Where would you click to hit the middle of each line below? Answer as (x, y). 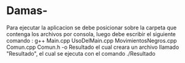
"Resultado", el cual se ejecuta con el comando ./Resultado (81, 53)
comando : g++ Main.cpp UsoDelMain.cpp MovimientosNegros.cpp (92, 40)
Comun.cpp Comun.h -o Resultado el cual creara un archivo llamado (93, 47)
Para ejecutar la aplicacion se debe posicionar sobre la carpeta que (92, 28)
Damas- (27, 11)
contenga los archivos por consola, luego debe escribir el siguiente (91, 34)
